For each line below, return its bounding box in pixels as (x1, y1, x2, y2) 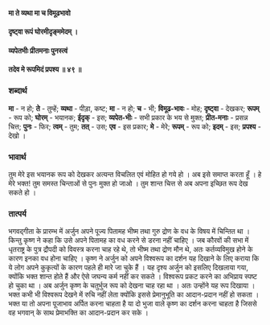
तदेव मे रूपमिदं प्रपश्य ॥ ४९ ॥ (8, 64, 82, 74)
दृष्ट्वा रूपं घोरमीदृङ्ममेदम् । (8, 27, 79, 37)
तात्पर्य (8, 208, 27, 219)
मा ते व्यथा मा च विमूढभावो (8, 8, 71, 18)
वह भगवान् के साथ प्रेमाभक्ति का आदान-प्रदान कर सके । (8, 308, 149, 318)
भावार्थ (8, 151, 27, 162)
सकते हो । (8, 187, 36, 197)
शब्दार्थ (8, 85, 27, 97)
